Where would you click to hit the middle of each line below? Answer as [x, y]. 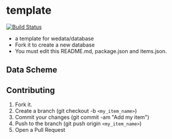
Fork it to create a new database [55, 45]
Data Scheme [32, 70]
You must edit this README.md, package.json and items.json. [91, 51]
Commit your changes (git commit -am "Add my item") [82, 118]
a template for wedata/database [54, 38]
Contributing [31, 90]
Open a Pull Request [40, 130]
